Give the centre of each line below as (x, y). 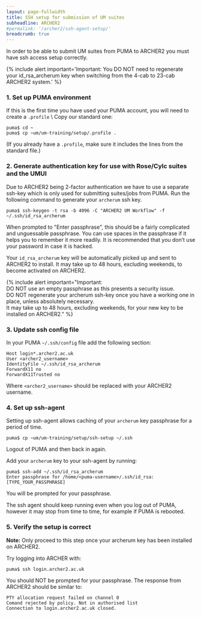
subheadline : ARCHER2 (33, 23)
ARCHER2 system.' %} (34, 82)
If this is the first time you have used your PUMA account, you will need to (97, 110)
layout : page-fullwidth (36, 12)
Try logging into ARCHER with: (44, 558)
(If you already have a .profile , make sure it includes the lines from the (94, 144)
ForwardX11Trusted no (33, 375)
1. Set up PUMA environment (49, 98)
